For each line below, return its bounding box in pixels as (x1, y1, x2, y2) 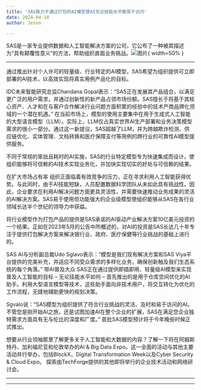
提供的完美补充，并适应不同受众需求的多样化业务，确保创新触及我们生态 (11, 258, 190, 266)
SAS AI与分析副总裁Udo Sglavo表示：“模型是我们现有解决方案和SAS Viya (6, 251, 187, 258)
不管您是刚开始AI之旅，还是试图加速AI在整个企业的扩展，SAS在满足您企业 (6, 308, 190, 315)
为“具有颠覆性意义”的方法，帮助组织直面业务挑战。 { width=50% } (6, 50, 184, 57)
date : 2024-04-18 (6, 14, 50, 20)
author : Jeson (6, 20, 42, 26)
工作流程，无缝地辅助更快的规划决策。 (6, 288, 100, 296)
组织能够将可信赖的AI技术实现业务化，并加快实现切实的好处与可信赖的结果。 (6, 161, 195, 168)
